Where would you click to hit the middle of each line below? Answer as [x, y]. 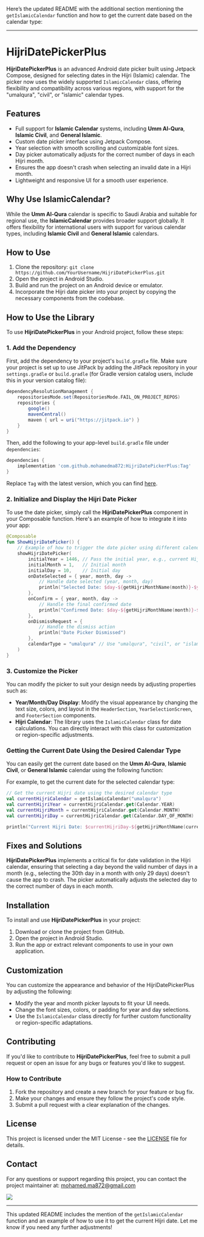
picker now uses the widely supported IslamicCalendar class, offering [94, 82]
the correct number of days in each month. [60, 886]
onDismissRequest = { [56, 621]
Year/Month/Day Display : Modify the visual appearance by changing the [106, 702]
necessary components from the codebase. [70, 298]
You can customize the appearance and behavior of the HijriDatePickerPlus [100, 984]
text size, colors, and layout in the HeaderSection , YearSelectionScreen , [104, 709]
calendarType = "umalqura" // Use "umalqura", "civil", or [104, 644]
